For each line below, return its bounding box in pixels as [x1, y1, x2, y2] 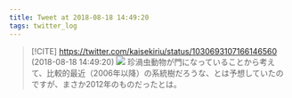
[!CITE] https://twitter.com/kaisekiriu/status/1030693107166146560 [30, 45, 278, 56]
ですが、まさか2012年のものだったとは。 [30, 78, 182, 89]
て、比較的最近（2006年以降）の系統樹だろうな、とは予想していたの [30, 68, 284, 78]
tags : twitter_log [9, 21, 77, 30]
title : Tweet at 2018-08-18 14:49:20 [9, 12, 150, 22]
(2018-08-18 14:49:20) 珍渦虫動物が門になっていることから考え [30, 56, 276, 67]
